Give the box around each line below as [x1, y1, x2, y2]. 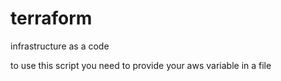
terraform [10, 7, 93, 30]
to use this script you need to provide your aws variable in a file [10, 59, 272, 71]
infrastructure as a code [10, 40, 110, 52]
